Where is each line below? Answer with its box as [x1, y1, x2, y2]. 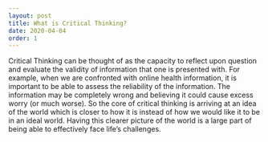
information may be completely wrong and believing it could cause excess [8, 90, 254, 100]
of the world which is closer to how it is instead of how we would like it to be [8, 108, 261, 117]
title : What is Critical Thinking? [8, 19, 128, 27]
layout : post [8, 11, 52, 20]
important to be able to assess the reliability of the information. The [8, 82, 231, 91]
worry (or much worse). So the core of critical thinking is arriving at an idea [8, 99, 257, 108]
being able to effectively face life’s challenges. [8, 124, 162, 134]
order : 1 [8, 34, 38, 43]
